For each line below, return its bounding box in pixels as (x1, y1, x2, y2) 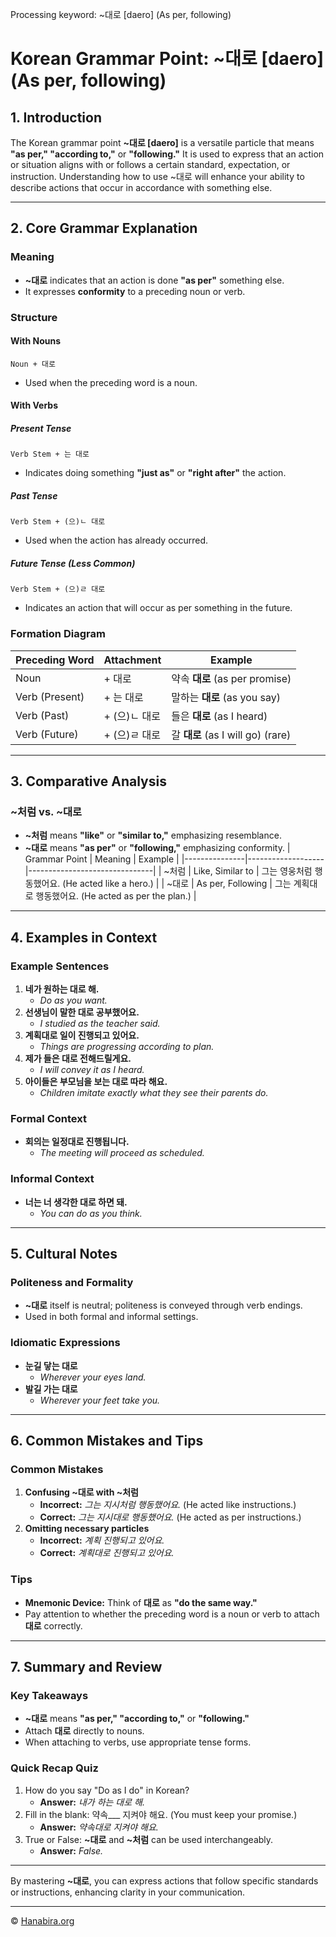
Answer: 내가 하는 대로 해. (39, 1796, 145, 1808)
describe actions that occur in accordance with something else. (10, 182, 273, 193)
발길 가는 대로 (24, 1383, 78, 1395)
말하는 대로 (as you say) (171, 690, 282, 704)
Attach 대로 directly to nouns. (24, 1725, 145, 1737)
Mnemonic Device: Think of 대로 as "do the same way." (24, 1596, 258, 1608)
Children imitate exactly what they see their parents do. (39, 1086, 269, 1098)
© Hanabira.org (10, 1914, 75, 1927)
